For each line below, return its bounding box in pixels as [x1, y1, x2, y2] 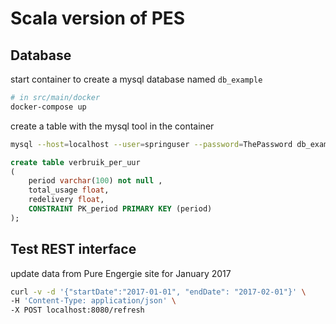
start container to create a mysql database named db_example [10, 73, 263, 85]
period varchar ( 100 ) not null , [28, 176, 163, 186]
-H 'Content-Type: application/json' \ [10, 296, 177, 306]
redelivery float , [28, 195, 105, 205]
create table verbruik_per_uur [10, 157, 141, 167]
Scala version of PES [10, 7, 186, 30]
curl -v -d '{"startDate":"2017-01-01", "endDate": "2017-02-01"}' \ [10, 287, 307, 297]
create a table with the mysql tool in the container [10, 120, 215, 132]
